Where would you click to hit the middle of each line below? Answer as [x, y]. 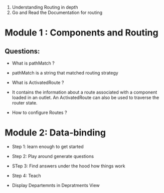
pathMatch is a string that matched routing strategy [65, 73]
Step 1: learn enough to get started [48, 146]
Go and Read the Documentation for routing [57, 12]
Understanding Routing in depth [45, 7]
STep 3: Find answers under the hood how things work [68, 166]
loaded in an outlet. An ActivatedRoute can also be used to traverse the [86, 97]
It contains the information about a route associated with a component [85, 92]
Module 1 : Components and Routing [81, 33]
